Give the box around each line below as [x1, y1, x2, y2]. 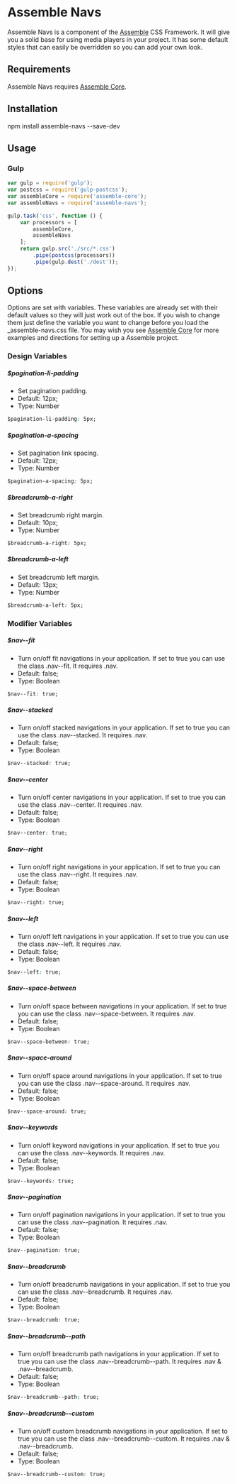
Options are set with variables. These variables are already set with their [7, 303, 218, 312]
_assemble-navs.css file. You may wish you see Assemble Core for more [7, 326, 219, 334]
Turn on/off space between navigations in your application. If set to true [17, 1001, 228, 1010]
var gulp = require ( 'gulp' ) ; [7, 180, 93, 187]
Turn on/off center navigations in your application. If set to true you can [17, 793, 226, 802]
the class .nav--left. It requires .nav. [17, 940, 122, 948]
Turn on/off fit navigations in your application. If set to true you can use [17, 654, 225, 662]
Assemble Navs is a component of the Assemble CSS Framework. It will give [7, 28, 230, 36]
